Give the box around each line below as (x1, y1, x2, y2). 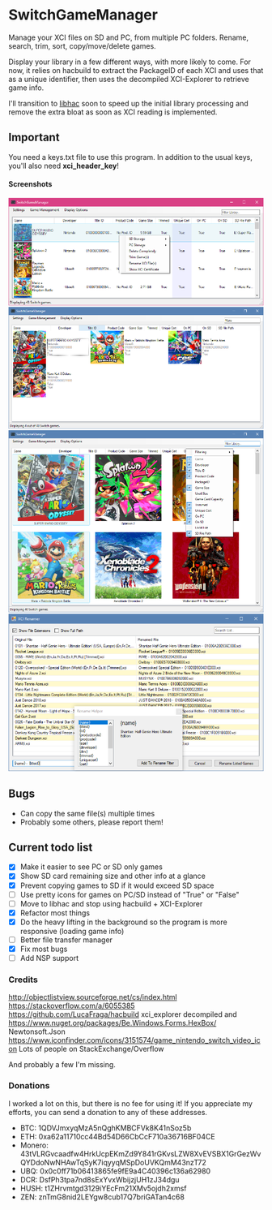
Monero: (19, 1140, 49, 1150)
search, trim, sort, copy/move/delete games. (8, 41, 156, 50)
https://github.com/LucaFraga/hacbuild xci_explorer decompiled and (8, 1010, 237, 1019)
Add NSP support (19, 953, 79, 962)
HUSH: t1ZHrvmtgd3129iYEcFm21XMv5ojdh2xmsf (19, 1183, 187, 1193)
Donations (8, 1080, 50, 1092)
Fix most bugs (19, 944, 68, 954)
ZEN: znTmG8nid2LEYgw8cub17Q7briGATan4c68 (19, 1191, 185, 1202)
